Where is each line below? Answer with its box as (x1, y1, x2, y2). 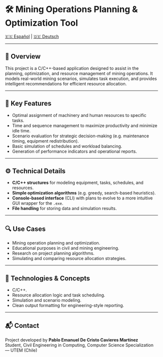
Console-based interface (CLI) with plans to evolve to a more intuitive (12, 195, 153, 201)
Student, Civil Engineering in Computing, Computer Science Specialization (5, 342, 154, 348)
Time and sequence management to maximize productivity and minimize (12, 122, 158, 129)
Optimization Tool (5, 17, 79, 29)
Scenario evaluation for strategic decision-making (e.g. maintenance (12, 133, 149, 139)
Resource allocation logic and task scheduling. (12, 292, 105, 298)
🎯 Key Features (5, 99, 52, 108)
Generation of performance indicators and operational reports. (12, 148, 137, 154)
